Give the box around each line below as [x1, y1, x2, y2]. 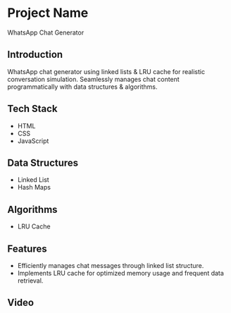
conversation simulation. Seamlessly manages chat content [7, 75, 180, 83]
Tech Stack [7, 103, 58, 115]
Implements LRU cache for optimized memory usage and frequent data [17, 269, 224, 277]
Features [7, 243, 47, 254]
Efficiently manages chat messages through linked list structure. [17, 262, 204, 269]
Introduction [7, 49, 63, 61]
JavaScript [17, 136, 49, 145]
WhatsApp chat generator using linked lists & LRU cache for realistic [7, 67, 206, 75]
